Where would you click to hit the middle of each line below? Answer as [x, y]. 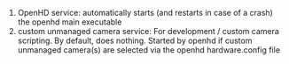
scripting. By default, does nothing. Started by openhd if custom [135, 40]
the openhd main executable [70, 22]
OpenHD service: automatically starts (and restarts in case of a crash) [145, 13]
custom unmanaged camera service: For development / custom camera [148, 31]
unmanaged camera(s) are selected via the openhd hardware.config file [149, 50]
